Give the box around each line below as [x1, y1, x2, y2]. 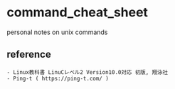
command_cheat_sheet [6, 4, 149, 21]
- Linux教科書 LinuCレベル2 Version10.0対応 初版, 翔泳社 [6, 68, 169, 75]
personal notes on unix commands [6, 28, 108, 36]
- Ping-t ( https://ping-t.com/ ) [6, 75, 110, 82]
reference [6, 48, 51, 61]
